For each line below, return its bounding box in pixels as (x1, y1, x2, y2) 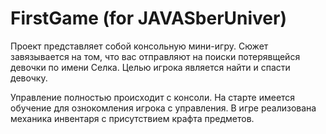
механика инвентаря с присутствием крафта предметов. (10, 112, 255, 124)
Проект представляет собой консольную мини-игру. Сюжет (10, 40, 269, 52)
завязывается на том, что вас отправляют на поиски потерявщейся (10, 50, 301, 62)
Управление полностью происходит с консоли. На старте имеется (10, 91, 296, 103)
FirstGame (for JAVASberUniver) (10, 7, 287, 30)
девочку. (10, 72, 48, 84)
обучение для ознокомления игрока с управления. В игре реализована (10, 102, 317, 114)
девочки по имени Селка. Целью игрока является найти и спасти (10, 61, 291, 73)
